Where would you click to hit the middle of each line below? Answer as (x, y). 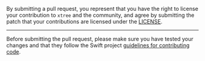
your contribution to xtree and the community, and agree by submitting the (100, 15)
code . (14, 52)
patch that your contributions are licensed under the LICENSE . (85, 21)
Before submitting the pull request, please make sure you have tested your (100, 39)
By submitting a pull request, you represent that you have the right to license (102, 9)
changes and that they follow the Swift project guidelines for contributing (98, 45)
